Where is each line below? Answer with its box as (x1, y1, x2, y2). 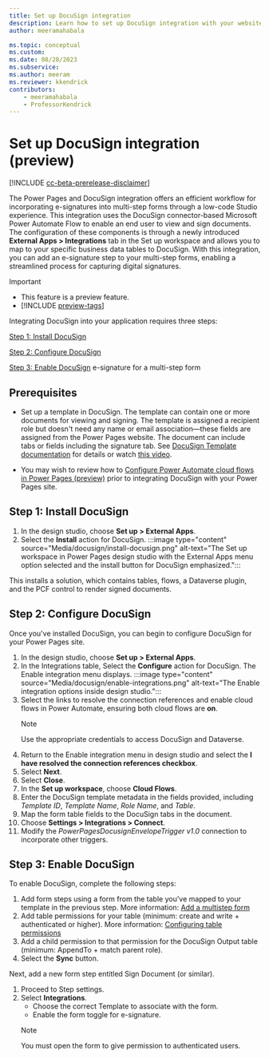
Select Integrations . (20, 993, 87, 1003)
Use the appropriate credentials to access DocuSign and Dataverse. (20, 734, 244, 743)
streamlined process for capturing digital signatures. (9, 261, 182, 271)
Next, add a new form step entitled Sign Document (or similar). (9, 969, 215, 979)
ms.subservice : (9, 63, 60, 72)
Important (9, 277, 42, 287)
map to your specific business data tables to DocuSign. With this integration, (9, 244, 261, 254)
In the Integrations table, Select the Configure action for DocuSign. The (20, 660, 256, 671)
